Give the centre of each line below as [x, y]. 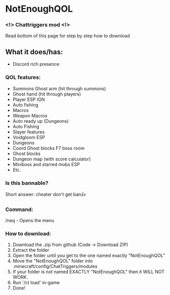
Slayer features [29, 132]
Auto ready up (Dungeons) [40, 121]
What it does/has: [34, 52]
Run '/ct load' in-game [36, 283]
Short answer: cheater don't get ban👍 [46, 194]
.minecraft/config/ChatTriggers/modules [55, 266]
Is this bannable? [27, 183]
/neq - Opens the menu [30, 221]
